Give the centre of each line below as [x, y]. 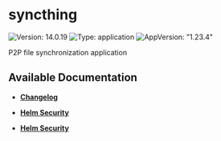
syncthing [43, 15]
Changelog [39, 97]
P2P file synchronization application [68, 52]
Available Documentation [73, 78]
